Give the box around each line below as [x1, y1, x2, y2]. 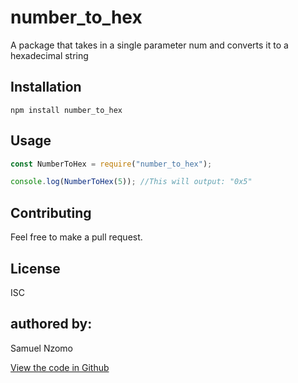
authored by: [10, 316, 93, 333]
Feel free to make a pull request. [10, 231, 143, 243]
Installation [10, 79, 82, 96]
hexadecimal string [10, 49, 89, 61]
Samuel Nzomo [10, 342, 74, 354]
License [10, 260, 61, 277]
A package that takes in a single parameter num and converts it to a [10, 39, 289, 51]
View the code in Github [10, 361, 110, 373]
